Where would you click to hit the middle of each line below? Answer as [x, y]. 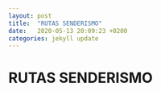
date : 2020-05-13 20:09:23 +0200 [68, 31]
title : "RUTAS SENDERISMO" [56, 23]
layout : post [30, 16]
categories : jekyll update [54, 38]
